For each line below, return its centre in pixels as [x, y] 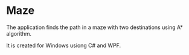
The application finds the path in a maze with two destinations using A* [94, 27]
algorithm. [19, 33]
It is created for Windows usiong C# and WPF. [64, 45]
